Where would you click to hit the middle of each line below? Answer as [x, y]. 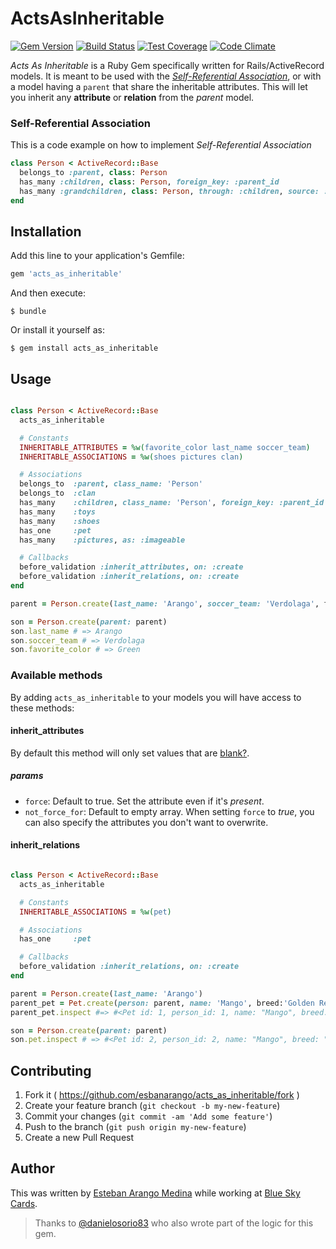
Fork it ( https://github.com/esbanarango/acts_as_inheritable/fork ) [162, 1095]
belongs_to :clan [58, 493]
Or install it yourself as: [57, 330]
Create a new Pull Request [79, 1138]
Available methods [56, 675]
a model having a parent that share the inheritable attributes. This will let [159, 86]
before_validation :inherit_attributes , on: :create [131, 567]
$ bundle [28, 312]
